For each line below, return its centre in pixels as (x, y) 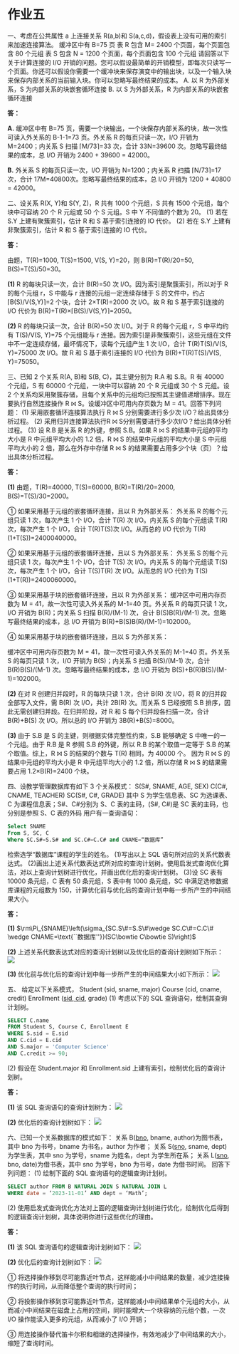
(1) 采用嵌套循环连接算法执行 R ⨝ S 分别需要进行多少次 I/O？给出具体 (122, 412)
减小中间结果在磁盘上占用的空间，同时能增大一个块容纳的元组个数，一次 (119, 1310)
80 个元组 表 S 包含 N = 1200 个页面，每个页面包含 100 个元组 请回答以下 (122, 53)
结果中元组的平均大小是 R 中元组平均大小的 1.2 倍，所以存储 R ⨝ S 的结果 (115, 762)
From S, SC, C (28, 833)
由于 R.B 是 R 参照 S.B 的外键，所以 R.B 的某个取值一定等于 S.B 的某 (131, 744)
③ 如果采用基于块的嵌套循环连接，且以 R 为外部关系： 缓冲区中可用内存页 (117, 595)
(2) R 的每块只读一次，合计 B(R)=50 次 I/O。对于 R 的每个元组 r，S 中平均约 (118, 326)
